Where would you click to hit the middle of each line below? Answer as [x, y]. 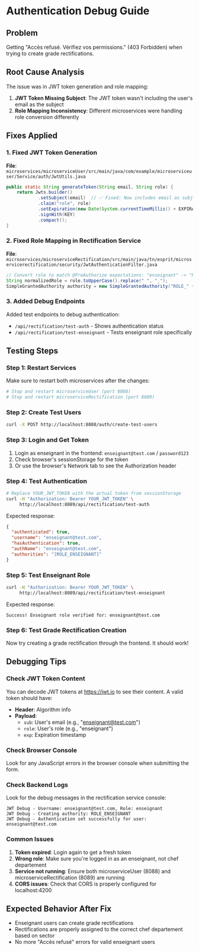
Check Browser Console [41, 750]
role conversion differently [47, 117]
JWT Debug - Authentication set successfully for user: [76, 819]
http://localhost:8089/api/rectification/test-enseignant [92, 593]
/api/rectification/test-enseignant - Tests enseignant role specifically [103, 332]
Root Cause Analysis [45, 72]
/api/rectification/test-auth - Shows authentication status [89, 326]
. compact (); [52, 220]
